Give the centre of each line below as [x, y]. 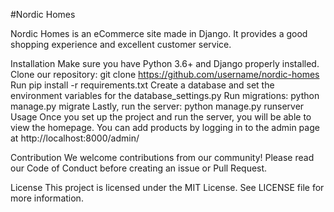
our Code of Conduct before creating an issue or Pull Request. [139, 168]
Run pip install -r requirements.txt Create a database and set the [142, 85]
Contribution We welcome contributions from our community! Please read [162, 157]
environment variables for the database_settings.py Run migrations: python [165, 95]
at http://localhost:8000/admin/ [75, 138]
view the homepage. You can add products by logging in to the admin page [165, 127]
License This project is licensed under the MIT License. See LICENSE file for [167, 187]
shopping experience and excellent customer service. [121, 44]
